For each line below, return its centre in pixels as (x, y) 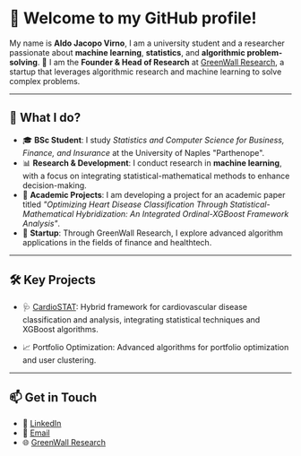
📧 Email (36, 433)
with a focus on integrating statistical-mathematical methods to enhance (156, 176)
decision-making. (54, 185)
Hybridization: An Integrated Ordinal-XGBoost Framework (182, 213)
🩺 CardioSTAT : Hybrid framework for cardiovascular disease (135, 306)
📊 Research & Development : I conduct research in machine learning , (152, 163)
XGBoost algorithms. (60, 329)
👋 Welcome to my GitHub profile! (133, 18)
